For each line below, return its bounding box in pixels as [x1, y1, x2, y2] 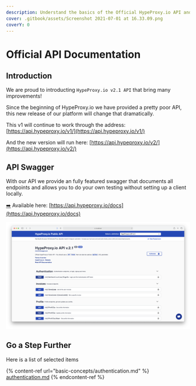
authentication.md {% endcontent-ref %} [6, 373, 105, 380]
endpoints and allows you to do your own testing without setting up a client [6, 184, 187, 191]
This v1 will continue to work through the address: [6, 122, 126, 129]
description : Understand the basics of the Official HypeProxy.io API [6, 9, 181, 15]
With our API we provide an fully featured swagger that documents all [6, 178, 173, 185]
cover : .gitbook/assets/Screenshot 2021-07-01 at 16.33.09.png [6, 15, 163, 22]
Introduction [6, 71, 52, 81]
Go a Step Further [6, 340, 72, 350]
